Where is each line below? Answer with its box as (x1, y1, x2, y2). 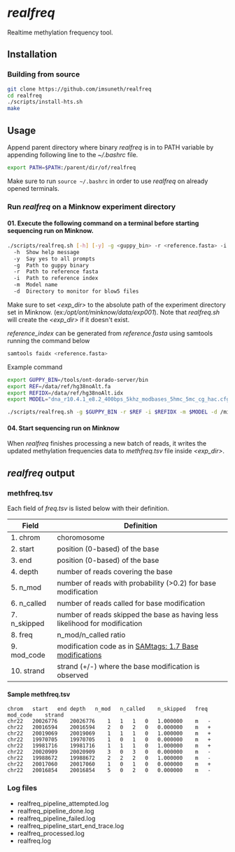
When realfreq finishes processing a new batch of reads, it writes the (7, 439, 207, 448)
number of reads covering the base (57, 567, 173, 577)
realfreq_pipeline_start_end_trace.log (17, 821, 124, 830)
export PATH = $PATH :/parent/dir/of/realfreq (7, 164, 136, 171)
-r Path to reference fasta (13, 268, 99, 275)
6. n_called (10, 599, 47, 608)
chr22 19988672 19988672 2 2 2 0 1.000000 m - (7, 754, 211, 762)
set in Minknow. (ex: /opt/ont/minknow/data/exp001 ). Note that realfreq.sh (7, 307, 220, 317)
